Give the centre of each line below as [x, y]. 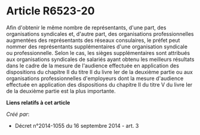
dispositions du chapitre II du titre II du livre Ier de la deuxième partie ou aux [99, 72]
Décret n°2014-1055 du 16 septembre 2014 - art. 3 [77, 125]
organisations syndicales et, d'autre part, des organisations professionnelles [100, 33]
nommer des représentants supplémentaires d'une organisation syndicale [97, 47]
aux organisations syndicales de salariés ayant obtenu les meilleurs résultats [100, 59]
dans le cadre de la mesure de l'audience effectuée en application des [93, 65]
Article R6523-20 [50, 11]
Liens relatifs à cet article [38, 102]
